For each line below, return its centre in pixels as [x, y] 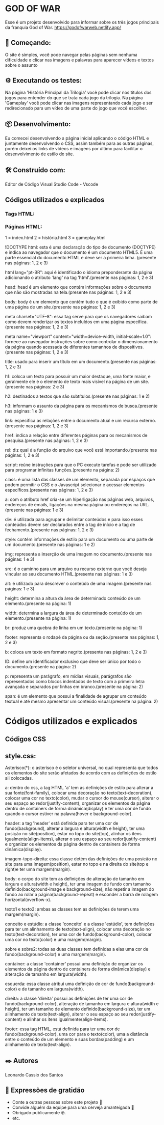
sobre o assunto [21, 65]
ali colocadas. [19, 778]
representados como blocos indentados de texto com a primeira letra [75, 681]
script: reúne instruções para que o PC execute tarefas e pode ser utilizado [81, 465]
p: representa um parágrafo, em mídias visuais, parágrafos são [69, 676]
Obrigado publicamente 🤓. [39, 1112]
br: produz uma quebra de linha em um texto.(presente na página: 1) [74, 628]
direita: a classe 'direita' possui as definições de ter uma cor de [69, 999]
